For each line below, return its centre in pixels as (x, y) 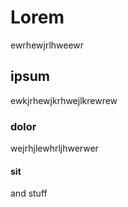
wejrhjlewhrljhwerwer (54, 148)
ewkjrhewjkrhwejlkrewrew (64, 100)
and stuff (29, 193)
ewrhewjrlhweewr (47, 45)
